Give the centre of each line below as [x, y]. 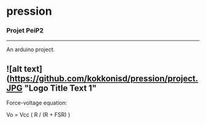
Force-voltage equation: [37, 103]
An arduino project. [31, 50]
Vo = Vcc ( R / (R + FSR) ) [38, 115]
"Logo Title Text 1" [60, 88]
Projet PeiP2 [25, 31]
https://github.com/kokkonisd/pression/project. [104, 78]
